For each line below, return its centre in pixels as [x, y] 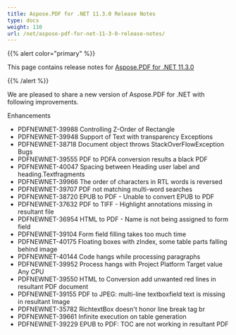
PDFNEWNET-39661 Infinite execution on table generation [102, 317]
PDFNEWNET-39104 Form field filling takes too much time [102, 234]
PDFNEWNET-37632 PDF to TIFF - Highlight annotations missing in [115, 205]
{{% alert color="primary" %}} [51, 54]
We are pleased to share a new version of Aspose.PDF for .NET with [106, 95]
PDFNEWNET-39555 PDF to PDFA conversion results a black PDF [112, 159]
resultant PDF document [53, 287]
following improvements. [43, 102]
